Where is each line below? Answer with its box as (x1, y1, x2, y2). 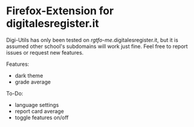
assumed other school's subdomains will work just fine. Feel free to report (6, 43, 188, 50)
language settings (14, 101, 60, 108)
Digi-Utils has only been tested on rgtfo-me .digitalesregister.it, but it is (6, 36, 179, 43)
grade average (14, 78, 51, 85)
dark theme (14, 72, 43, 79)
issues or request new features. (6, 49, 84, 56)
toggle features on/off (14, 114, 69, 121)
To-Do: (6, 90, 24, 97)
